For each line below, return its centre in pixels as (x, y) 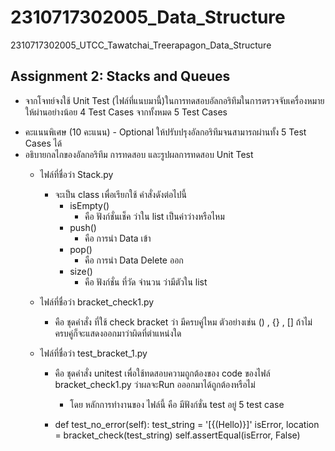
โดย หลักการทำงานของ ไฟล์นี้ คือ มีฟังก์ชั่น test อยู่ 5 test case (177, 404)
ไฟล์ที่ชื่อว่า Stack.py (76, 174)
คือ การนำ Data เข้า (118, 238)
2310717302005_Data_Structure (148, 17)
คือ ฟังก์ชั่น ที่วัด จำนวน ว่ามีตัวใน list (146, 282)
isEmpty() (89, 205)
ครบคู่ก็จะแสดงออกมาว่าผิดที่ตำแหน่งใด (118, 333)
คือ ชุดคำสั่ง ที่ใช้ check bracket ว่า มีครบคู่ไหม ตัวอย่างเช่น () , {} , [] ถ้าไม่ (183, 322)
